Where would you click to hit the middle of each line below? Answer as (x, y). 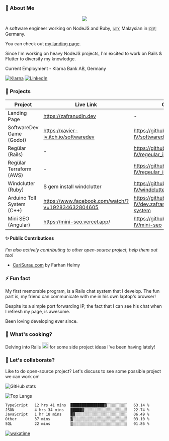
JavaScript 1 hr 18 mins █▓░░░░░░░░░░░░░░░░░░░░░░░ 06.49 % (77, 414)
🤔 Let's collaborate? (30, 360)
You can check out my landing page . (43, 44)
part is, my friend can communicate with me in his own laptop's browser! (80, 297)
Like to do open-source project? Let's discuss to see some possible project (83, 371)
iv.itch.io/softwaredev (69, 137)
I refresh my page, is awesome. (38, 312)
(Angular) (19, 225)
